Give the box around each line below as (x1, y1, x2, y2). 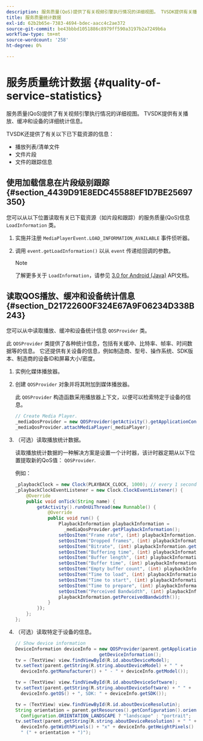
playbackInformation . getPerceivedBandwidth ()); (58, 594, 181, 600)
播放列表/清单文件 (14, 143, 60, 150)
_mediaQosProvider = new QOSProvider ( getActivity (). (14, 419, 151, 425)
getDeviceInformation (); (98, 651, 162, 658)
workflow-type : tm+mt (6, 31, 61, 38)
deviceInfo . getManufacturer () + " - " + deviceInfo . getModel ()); (21, 668, 189, 674)
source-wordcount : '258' (6, 37, 69, 43)
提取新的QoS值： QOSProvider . (20, 457, 96, 464)
